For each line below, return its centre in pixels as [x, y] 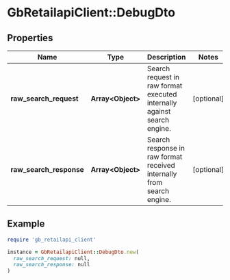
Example [26, 224]
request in [163, 77]
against [159, 111]
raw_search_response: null [52, 265]
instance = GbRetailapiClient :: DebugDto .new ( [73, 252]
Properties [30, 38]
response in [166, 148]
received [161, 165]
